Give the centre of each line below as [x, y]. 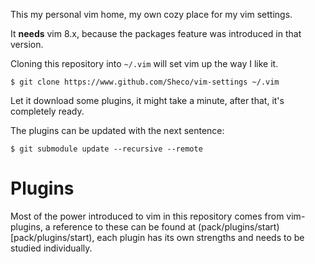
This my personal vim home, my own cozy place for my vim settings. [151, 14]
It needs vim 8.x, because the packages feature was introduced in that [156, 33]
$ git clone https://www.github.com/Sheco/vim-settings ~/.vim [145, 82]
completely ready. [47, 111]
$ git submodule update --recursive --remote [106, 149]
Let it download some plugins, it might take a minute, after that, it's [147, 100]
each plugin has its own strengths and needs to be [200, 237]
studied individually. [51, 248]
